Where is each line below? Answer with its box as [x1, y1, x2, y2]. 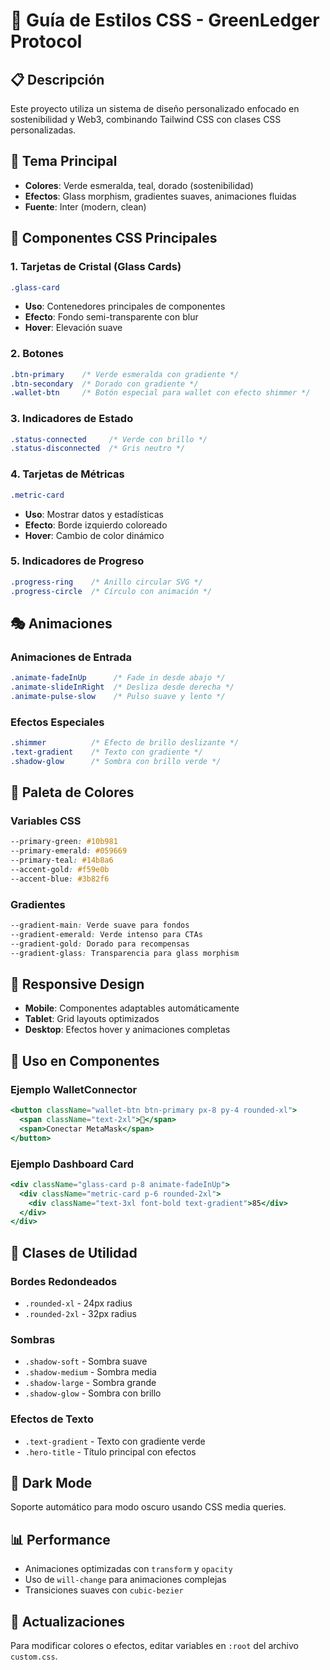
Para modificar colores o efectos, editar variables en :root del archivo [10, 1640, 299, 1652]
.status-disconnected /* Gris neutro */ [10, 444, 186, 454]
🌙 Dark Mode [10, 1475, 93, 1491]
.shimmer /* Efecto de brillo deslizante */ [10, 738, 240, 748]
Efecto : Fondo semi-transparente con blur [24, 311, 199, 323]
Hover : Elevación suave [24, 322, 123, 334]
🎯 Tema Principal [10, 153, 118, 170]
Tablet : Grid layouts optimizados [24, 1013, 160, 1025]
